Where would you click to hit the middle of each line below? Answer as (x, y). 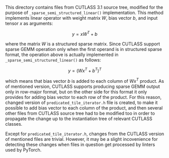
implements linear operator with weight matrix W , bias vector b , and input (81, 18)
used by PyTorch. (23, 150)
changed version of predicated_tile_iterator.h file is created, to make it (81, 102)
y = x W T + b (85, 34)
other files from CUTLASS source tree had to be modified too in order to (80, 113)
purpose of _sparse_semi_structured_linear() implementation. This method (84, 13)
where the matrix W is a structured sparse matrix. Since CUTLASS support (83, 44)
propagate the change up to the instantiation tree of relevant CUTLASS (79, 119)
